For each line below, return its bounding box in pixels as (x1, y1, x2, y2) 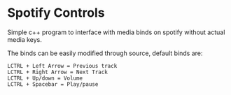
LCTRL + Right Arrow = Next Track (7, 68, 108, 75)
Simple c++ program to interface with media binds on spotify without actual (7, 28, 225, 36)
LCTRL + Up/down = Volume (7, 75, 83, 82)
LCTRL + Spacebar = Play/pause (7, 80, 99, 88)
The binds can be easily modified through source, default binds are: (7, 49, 203, 57)
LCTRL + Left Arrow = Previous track (7, 62, 118, 69)
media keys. (7, 35, 42, 43)
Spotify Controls (7, 5, 105, 21)
